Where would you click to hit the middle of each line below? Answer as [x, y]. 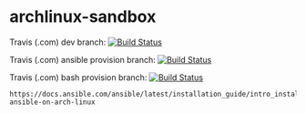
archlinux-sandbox [83, 17]
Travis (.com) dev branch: [58, 42]
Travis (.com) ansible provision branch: [83, 59]
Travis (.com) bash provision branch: [78, 77]
